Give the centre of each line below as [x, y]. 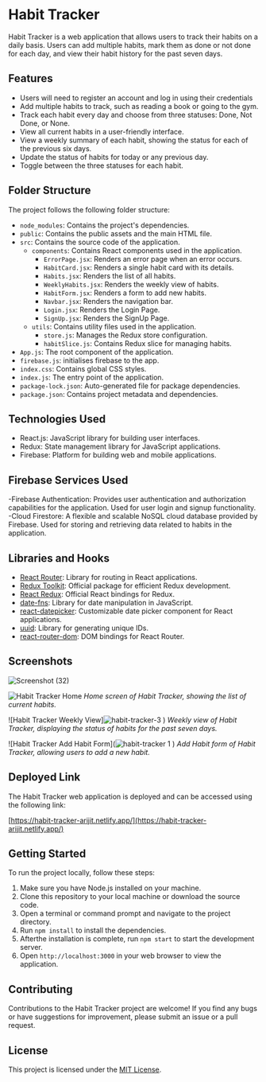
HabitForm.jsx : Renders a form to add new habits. [125, 293]
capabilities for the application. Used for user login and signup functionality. [132, 508]
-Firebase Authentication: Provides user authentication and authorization [127, 500]
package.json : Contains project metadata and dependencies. [119, 394]
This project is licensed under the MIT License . [85, 1070]
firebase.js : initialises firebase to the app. [89, 360]
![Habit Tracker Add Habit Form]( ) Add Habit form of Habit [132, 743]
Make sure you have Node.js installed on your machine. [110, 888]
